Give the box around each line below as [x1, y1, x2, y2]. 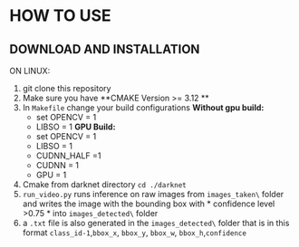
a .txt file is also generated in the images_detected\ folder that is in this [22, 218, 290, 228]
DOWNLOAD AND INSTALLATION [9, 42, 200, 57]
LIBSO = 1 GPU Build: [35, 121, 116, 132]
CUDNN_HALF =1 [35, 150, 101, 161]
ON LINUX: [9, 65, 51, 76]
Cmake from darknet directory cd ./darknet [22, 179, 188, 190]
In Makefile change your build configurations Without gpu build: [22, 102, 265, 113]
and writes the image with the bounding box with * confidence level [22, 198, 275, 209]
